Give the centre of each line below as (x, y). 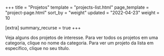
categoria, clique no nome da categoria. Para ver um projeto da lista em (79, 43)
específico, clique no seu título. (38, 48)
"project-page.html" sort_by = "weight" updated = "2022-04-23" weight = (83, 13)
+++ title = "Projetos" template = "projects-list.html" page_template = (77, 7)
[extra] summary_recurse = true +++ (43, 28)
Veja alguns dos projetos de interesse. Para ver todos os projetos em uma (82, 38)
